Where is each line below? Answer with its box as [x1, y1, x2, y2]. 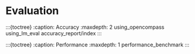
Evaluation [5, 4, 59, 18]
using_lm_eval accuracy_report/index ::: [5, 29, 102, 36]
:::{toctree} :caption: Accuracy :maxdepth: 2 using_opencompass [5, 23, 165, 31]
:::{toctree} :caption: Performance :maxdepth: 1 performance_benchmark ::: [5, 41, 190, 48]
